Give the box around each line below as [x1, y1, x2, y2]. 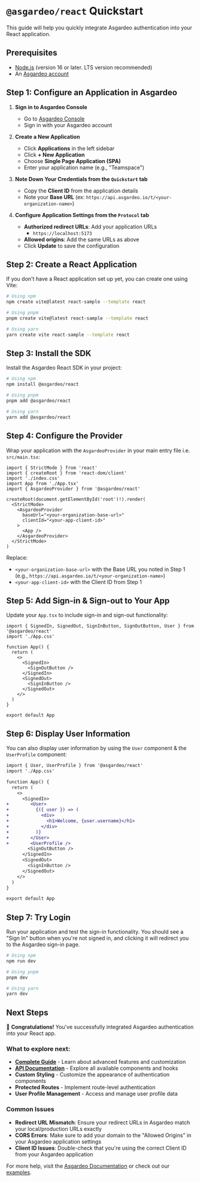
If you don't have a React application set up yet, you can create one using [6, 275, 188, 282]
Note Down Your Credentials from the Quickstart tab [14, 175, 148, 182]
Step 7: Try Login [6, 912, 71, 922]
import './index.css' [6, 475, 60, 481]
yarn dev [6, 991, 28, 997]
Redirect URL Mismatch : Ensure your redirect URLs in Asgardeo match [14, 1118, 190, 1126]
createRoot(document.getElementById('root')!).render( [6, 496, 146, 502]
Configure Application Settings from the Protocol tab [14, 211, 150, 218]
